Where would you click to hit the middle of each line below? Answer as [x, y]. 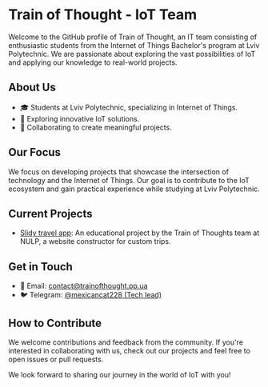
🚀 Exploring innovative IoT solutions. [80, 118]
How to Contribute [55, 323]
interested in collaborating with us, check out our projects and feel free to [129, 351]
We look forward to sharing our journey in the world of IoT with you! [120, 375]
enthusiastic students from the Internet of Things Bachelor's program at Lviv [134, 45]
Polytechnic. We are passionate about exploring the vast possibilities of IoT [132, 54]
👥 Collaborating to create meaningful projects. [96, 127]
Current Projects [50, 213]
